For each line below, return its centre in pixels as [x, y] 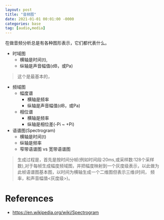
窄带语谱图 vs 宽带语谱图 [45, 149]
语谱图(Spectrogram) [34, 131]
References [29, 199]
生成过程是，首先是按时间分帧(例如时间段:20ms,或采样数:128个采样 [86, 160]
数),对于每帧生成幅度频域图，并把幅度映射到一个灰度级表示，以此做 [86, 166]
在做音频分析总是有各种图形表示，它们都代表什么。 [57, 43]
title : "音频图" [21, 14]
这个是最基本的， [35, 76]
